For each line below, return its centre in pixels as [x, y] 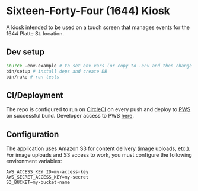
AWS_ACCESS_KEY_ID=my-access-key [47, 172]
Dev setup [25, 52]
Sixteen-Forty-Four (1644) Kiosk [88, 11]
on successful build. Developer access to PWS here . [70, 116]
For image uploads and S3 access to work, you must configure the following [99, 155]
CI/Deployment [35, 95]
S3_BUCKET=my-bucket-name [38, 182]
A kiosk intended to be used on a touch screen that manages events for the [98, 27]
